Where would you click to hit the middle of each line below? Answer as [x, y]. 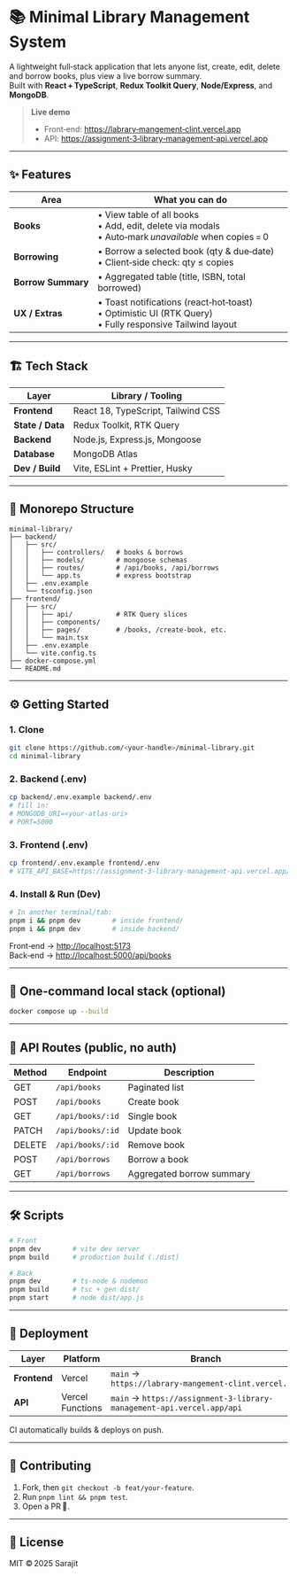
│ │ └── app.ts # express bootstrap [100, 576]
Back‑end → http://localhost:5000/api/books [91, 955]
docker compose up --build [59, 1012]
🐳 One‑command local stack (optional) [118, 991]
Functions [82, 1408]
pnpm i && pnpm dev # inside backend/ [94, 928]
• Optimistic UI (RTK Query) [155, 313]
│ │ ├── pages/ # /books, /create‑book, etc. [118, 630]
